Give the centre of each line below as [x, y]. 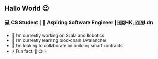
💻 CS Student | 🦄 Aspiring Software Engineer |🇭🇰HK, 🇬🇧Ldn [79, 23]
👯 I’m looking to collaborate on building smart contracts [67, 45]
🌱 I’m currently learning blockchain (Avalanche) [59, 40]
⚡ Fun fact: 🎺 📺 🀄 [29, 51]
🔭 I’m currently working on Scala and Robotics [58, 35]
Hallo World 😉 [27, 9]
